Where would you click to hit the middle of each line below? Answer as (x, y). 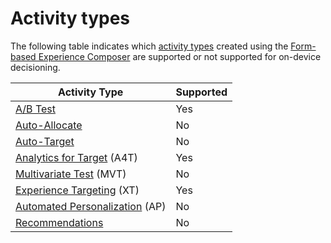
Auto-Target (45, 141)
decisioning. (35, 67)
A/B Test (35, 109)
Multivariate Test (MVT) (71, 174)
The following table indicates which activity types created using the (149, 46)
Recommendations (59, 222)
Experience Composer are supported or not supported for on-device (180, 56)
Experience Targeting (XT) (77, 190)
